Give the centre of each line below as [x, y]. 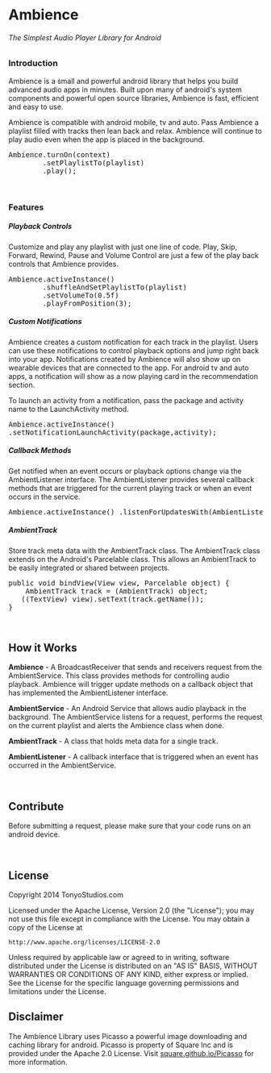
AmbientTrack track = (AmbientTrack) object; [117, 591]
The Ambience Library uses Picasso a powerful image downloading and [128, 1036]
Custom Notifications [45, 322]
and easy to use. [36, 106]
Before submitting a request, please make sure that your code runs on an [130, 826]
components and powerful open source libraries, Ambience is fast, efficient [134, 98]
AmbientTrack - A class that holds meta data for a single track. [113, 741]
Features [26, 207]
